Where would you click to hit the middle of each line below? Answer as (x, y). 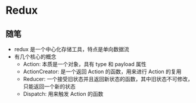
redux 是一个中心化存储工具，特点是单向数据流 (71, 49)
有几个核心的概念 (35, 57)
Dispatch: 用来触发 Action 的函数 (63, 94)
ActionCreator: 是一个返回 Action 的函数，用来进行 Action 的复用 (102, 71)
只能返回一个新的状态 (49, 86)
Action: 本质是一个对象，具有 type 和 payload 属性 (85, 64)
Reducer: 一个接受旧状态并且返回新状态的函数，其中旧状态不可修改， (108, 79)
